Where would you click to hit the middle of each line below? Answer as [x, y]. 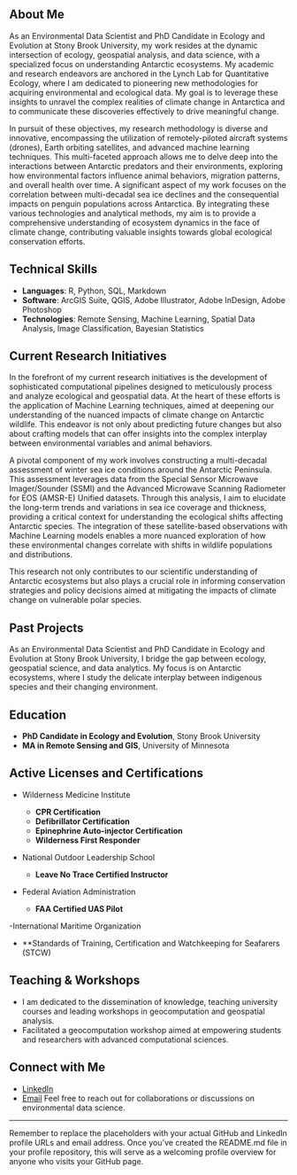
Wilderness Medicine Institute [76, 794]
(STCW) [36, 953]
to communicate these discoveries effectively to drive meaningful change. [144, 111]
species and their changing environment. [84, 687]
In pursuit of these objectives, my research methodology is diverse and [138, 128]
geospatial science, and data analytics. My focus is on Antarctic [126, 668]
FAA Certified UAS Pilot [79, 908]
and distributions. [41, 555]
